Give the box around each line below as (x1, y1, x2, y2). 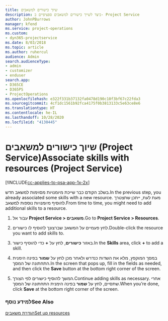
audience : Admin (5, 54, 39, 59)
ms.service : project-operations (5, 26, 73, 31)
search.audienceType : (5, 59, 51, 64)
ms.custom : (5, 31, 28, 36)
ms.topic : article (5, 45, 44, 50)
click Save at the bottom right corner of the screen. (12, 286, 119, 292)
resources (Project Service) (5, 163, 123, 174)
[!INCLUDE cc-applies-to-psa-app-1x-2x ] (5, 179, 90, 185)
